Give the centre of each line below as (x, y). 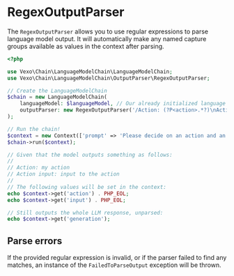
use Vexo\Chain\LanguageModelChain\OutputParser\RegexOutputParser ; (109, 78)
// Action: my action (39, 168)
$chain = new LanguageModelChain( (57, 97)
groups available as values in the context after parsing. (86, 46)
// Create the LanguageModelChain (57, 91)
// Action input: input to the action (63, 174)
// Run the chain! (34, 129)
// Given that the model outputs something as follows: (90, 155)
